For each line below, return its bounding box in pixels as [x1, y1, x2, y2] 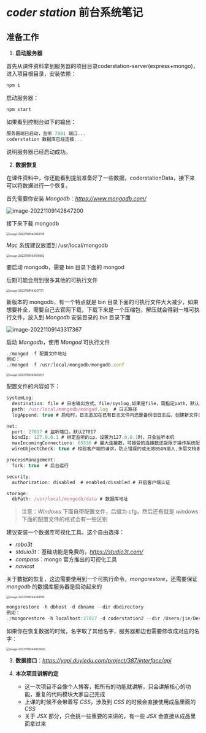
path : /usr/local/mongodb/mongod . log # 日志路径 [12, 406, 138, 412]
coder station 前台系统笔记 [6, 6, 143, 20]
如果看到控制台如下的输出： [6, 118, 77, 126]
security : [6, 473, 32, 480]
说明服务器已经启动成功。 [6, 148, 71, 155]
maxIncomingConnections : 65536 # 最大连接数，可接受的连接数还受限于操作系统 [12, 440, 196, 446]
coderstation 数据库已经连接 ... [6, 136, 83, 142]
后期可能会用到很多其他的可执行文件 [6, 276, 98, 284]
